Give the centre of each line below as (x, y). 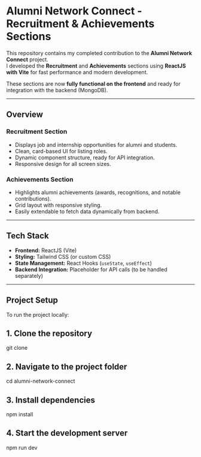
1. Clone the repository (49, 333)
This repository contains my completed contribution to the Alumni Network (99, 53)
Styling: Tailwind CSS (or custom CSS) (63, 256)
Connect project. (28, 59)
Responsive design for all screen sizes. (63, 164)
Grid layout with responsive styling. (58, 205)
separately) (29, 276)
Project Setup (32, 300)
